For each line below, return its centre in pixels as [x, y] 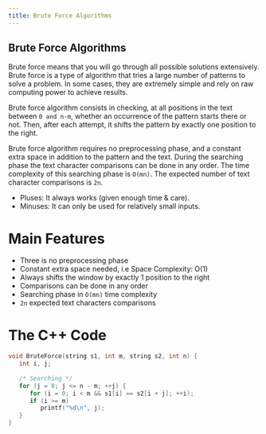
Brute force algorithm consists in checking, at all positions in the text [121, 108]
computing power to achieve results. [68, 92]
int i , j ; [35, 364]
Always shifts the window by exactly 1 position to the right [115, 278]
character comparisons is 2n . [56, 182]
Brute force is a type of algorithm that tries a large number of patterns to [127, 76]
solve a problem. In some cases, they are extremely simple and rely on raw [131, 84]
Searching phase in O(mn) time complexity [88, 295]
